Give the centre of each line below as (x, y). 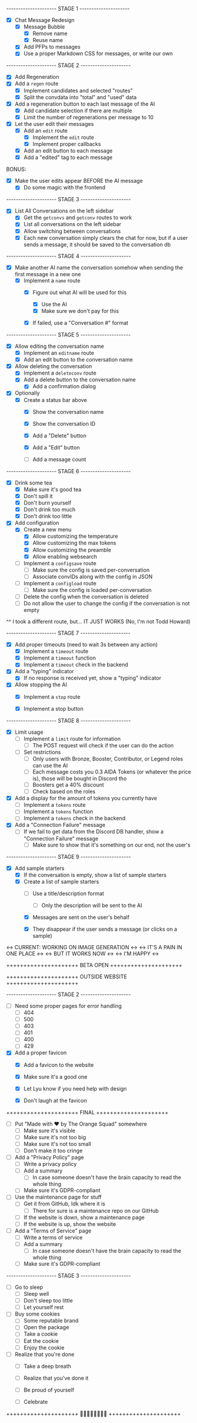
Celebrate (36, 1402)
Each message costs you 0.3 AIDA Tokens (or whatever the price (112, 772)
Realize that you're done (45, 1354)
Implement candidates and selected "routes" (78, 90)
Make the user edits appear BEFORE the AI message (79, 181)
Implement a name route (52, 280)
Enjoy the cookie (44, 1348)
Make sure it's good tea (53, 489)
